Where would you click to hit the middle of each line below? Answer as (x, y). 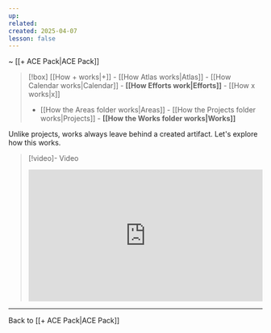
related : (23, 23)
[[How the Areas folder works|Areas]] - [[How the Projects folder (148, 110)
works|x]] (44, 95)
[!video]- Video (53, 158)
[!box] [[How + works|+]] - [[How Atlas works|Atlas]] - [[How (129, 77)
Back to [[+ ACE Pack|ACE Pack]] (64, 321)
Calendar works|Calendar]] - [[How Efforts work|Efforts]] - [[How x (142, 86)
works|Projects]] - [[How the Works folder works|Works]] (138, 119)
